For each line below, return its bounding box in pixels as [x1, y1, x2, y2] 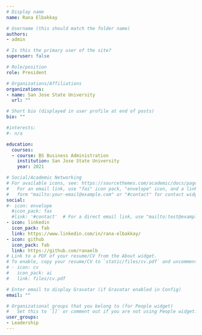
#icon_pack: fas [11, 208, 52, 214]
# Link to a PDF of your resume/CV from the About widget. [6, 253, 158, 260]
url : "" [11, 97, 31, 103]
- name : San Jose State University [6, 92, 96, 98]
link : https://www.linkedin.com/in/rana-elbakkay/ [11, 231, 141, 237]
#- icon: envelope [6, 203, 52, 209]
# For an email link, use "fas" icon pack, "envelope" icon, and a [6, 185, 185, 192]
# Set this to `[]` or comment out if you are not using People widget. [6, 308, 198, 314]
